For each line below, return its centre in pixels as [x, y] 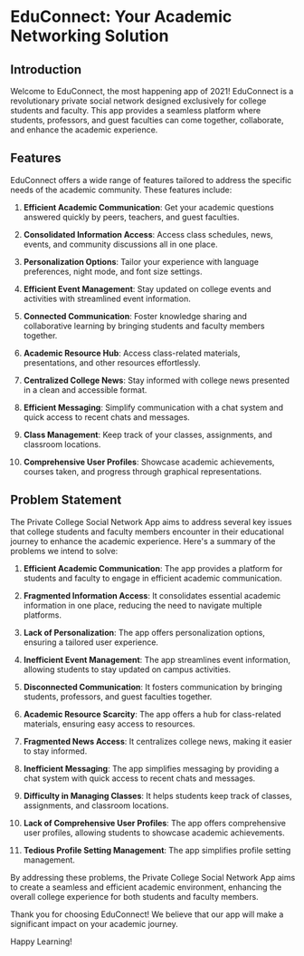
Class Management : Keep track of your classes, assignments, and [147, 434]
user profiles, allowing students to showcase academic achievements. [154, 833]
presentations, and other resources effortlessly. [112, 362]
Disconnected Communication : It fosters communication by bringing [153, 687]
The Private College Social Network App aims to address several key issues [151, 522]
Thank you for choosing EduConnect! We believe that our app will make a [147, 914]
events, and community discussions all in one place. [120, 244]
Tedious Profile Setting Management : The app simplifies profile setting [157, 850]
